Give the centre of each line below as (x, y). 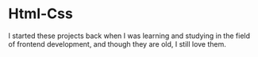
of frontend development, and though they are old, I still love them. (117, 44)
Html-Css (40, 14)
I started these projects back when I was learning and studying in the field (129, 36)
